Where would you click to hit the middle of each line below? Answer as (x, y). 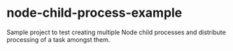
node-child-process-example (94, 13)
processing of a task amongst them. (58, 39)
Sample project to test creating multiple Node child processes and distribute (116, 32)
